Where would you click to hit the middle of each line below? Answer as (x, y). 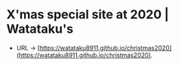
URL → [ (28, 48)
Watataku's (40, 29)
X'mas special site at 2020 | (88, 15)
